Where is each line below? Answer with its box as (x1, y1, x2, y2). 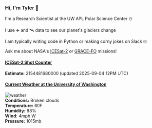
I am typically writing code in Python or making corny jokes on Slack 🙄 (5, 38, 147, 44)
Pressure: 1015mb (5, 118, 41, 124)
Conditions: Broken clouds (5, 97, 59, 103)
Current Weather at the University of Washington (5, 81, 107, 87)
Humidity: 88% (5, 108, 37, 113)
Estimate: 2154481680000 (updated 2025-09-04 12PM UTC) (5, 70, 128, 76)
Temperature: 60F (5, 102, 43, 109)
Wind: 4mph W (5, 113, 36, 119)
